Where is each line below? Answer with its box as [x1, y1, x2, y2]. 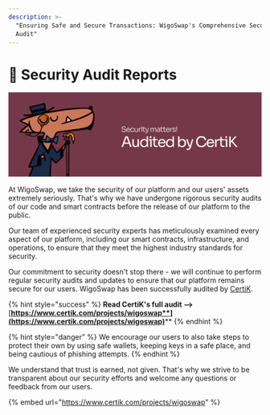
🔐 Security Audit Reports [8, 65, 178, 83]
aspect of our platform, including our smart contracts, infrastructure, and [8, 234, 249, 244]
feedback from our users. [8, 382, 93, 392]
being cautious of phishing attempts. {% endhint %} [8, 349, 181, 359]
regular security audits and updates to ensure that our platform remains [8, 275, 245, 285]
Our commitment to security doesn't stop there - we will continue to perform [8, 267, 262, 277]
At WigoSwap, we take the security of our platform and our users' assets [8, 185, 249, 194]
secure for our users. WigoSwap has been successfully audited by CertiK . [8, 284, 253, 294]
